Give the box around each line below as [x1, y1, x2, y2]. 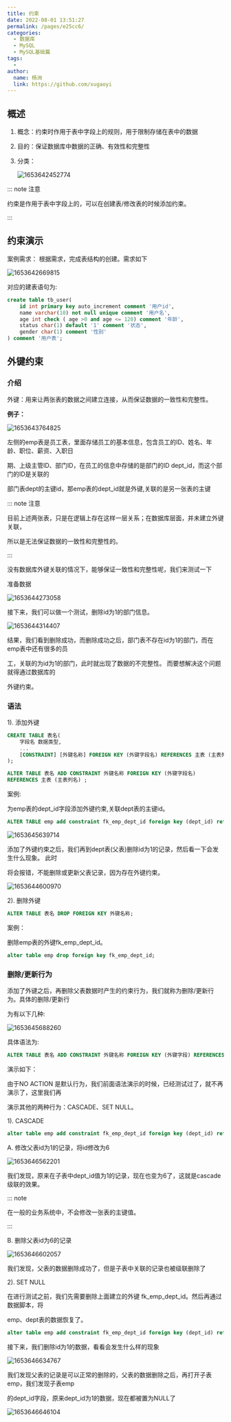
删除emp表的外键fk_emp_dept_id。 [7, 938, 107, 946]
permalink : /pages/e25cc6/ [7, 23, 85, 30]
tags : [7, 55, 23, 62]
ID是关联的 [19, 470, 49, 478]
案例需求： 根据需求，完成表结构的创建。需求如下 [7, 255, 148, 263]
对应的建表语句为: [7, 282, 58, 290]
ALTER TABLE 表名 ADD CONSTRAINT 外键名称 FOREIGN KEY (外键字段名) [7, 770, 196, 777]
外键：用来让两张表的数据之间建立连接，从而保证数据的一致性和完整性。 [7, 395, 212, 404]
